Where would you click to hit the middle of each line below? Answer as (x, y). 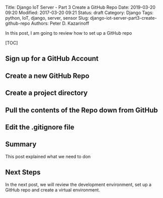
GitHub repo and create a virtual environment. (53, 190)
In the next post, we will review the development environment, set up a (78, 184)
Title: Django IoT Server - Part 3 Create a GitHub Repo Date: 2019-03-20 (80, 7)
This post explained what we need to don (48, 156)
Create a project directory (47, 93)
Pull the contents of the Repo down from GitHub (81, 110)
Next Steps (23, 173)
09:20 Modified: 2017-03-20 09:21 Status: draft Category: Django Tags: (79, 13)
